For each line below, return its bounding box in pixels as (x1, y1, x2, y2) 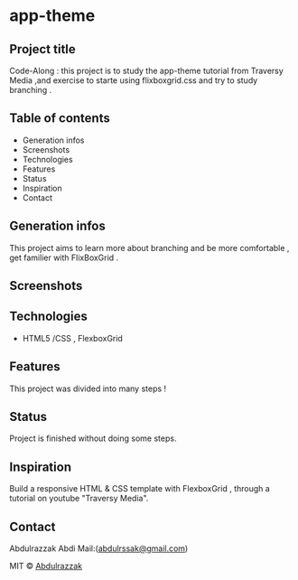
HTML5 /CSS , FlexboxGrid (22, 332, 124, 343)
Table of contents (9, 110, 110, 126)
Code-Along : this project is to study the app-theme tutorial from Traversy (9, 65, 284, 76)
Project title (9, 42, 77, 57)
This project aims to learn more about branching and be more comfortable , (9, 242, 290, 253)
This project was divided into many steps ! (9, 383, 167, 394)
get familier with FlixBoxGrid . (9, 252, 119, 263)
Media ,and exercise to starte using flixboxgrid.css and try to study (9, 75, 258, 86)
